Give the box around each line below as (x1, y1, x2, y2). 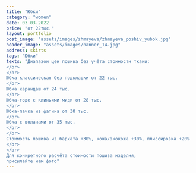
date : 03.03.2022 (6, 20, 49, 26)
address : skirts (6, 48, 46, 54)
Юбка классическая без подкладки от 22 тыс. (6, 75, 118, 81)
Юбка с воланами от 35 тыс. (6, 119, 76, 125)
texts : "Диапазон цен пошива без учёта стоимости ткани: (6, 58, 150, 64)
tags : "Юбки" (6, 53, 39, 59)
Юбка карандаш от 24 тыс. (6, 86, 70, 92)
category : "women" (6, 14, 52, 20)
